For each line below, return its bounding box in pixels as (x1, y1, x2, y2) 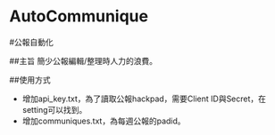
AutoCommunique (9, 6, 149, 27)
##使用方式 (9, 74, 51, 85)
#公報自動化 (9, 36, 54, 47)
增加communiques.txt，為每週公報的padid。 (21, 115, 186, 126)
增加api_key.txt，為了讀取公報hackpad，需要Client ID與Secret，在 (21, 93, 266, 104)
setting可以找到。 (21, 104, 87, 115)
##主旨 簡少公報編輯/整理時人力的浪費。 (9, 55, 158, 66)
